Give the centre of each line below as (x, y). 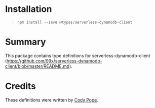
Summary (25, 42)
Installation (29, 9)
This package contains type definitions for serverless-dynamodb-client (78, 55)
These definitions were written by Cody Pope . (52, 100)
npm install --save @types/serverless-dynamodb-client (75, 22)
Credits (20, 86)
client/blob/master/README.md (37, 66)
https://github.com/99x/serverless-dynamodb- (55, 61)
